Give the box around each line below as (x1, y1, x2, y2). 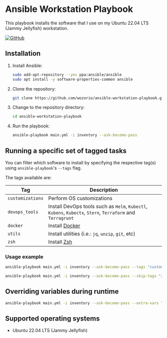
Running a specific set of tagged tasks (5, 146, 127, 155)
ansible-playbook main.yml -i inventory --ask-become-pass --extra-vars (5, 300, 159, 306)
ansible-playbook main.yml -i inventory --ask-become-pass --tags (5, 265, 146, 270)
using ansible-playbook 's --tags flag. (5, 165, 82, 171)
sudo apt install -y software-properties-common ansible (12, 77, 133, 82)
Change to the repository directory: (12, 105, 85, 111)
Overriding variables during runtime (5, 287, 119, 296)
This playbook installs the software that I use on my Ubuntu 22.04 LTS (5, 20, 149, 26)
